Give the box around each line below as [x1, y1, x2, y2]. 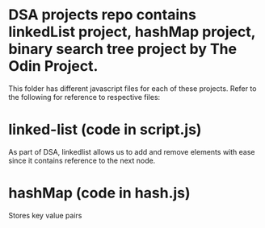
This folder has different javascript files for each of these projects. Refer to [8, 83, 257, 93]
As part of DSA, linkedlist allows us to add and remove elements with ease [8, 147, 255, 156]
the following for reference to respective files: [8, 92, 161, 102]
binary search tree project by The [8, 40, 237, 58]
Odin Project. [8, 57, 99, 76]
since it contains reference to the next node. [8, 155, 156, 165]
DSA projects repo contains [8, 6, 196, 24]
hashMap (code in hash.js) [8, 184, 191, 202]
